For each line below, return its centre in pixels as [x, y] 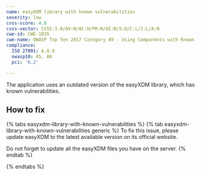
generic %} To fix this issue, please [135, 130]
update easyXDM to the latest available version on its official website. [92, 137]
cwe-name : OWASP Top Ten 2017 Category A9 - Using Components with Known [100, 40]
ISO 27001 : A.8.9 [33, 51]
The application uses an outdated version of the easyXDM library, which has [100, 84]
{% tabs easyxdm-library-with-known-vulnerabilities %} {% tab [85, 124]
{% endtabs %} [25, 167]
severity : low [24, 17]
